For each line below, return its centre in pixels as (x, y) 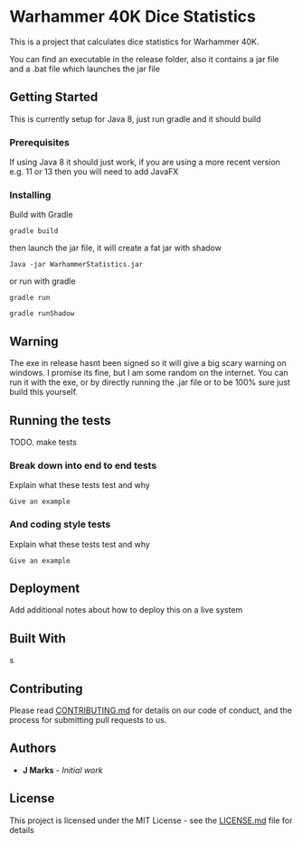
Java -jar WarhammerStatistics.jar (76, 265)
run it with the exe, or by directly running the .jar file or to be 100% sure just (150, 382)
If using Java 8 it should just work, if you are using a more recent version (145, 162)
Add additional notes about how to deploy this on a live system (126, 610)
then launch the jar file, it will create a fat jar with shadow (115, 248)
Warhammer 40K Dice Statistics (132, 17)
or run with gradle (42, 281)
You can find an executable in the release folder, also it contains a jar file (144, 59)
